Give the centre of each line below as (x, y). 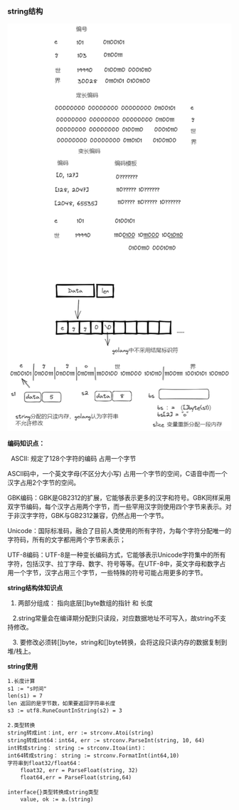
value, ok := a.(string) (57, 800)
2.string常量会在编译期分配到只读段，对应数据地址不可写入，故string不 (116, 618)
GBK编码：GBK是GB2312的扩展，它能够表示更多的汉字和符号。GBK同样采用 (119, 498)
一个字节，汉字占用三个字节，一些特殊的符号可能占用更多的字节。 (110, 573)
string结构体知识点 (35, 588)
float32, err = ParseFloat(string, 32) (79, 771)
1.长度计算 (21, 682)
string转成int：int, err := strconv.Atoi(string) (81, 733)
